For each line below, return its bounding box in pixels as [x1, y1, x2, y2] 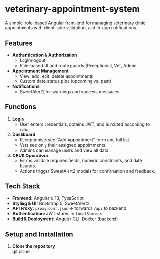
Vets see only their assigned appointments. [19, 142, 107, 148]
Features [5, 39, 33, 48]
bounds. [19, 163, 37, 169]
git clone [12, 249, 30, 255]
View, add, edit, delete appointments [19, 73, 93, 79]
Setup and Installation [5, 230, 73, 238]
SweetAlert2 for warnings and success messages [19, 88, 120, 94]
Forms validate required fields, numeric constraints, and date [19, 157, 143, 163]
